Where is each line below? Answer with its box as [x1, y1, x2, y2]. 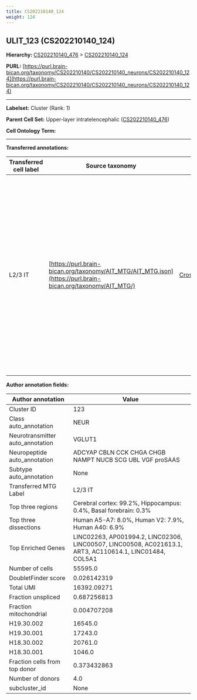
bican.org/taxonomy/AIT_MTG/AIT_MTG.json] [49, 267, 174, 275]
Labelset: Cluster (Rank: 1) [6, 105, 70, 112]
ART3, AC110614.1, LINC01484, [73, 547, 166, 556]
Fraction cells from [9, 658, 60, 666]
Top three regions [9, 503, 58, 511]
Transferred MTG [9, 482, 57, 490]
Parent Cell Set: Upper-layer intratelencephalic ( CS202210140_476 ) [6, 116, 170, 123]
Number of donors [9, 675, 60, 683]
